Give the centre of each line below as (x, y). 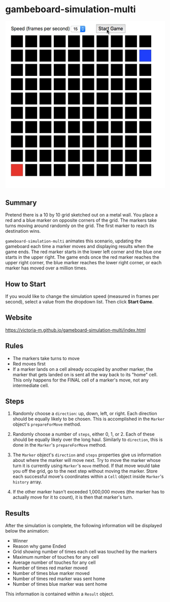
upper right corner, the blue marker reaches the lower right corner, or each (83, 263)
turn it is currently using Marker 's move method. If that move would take (86, 466)
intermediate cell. (31, 385)
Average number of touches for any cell (54, 563)
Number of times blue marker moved (51, 573)
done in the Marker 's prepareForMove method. (59, 445)
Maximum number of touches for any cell (56, 557)
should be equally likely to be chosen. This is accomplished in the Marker (89, 419)
